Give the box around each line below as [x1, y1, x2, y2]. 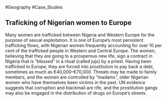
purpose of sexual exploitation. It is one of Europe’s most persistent [5, 37, 144, 43]
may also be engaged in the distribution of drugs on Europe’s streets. [5, 90, 147, 96]
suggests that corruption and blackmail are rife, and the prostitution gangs [5, 85, 158, 91]
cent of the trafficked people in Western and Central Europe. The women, [5, 47, 156, 54]
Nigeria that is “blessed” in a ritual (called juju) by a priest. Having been [5, 58, 152, 64]
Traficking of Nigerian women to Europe [5, 18, 132, 27]
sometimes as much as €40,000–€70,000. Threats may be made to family [5, 69, 157, 75]
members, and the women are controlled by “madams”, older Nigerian [5, 74, 149, 80]
